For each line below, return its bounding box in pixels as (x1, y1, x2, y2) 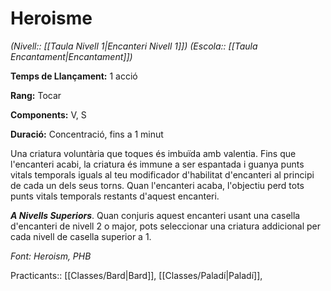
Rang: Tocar (10, 89, 62, 101)
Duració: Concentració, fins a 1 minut (10, 128, 164, 140)
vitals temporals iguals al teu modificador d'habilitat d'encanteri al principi (10, 168, 315, 181)
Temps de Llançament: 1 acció (10, 70, 138, 82)
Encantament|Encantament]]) (10, 50, 133, 62)
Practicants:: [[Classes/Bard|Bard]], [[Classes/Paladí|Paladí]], (10, 269, 263, 281)
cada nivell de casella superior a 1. (10, 230, 152, 242)
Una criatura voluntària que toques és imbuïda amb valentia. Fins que (10, 147, 297, 159)
